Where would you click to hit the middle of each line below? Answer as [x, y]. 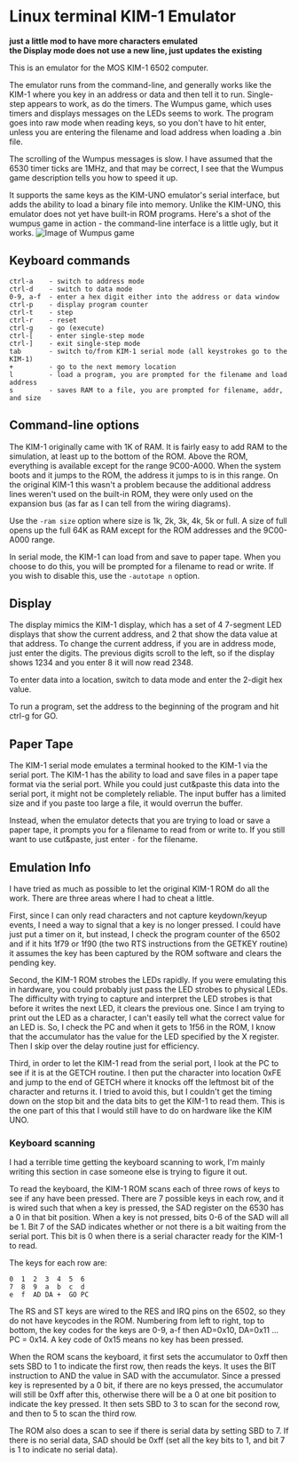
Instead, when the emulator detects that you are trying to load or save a [140, 821]
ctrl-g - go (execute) [57, 328]
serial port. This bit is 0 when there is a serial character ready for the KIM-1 [146, 1236]
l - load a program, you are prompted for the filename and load [149, 374]
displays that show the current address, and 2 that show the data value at [143, 634]
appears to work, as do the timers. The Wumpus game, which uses [149, 103]
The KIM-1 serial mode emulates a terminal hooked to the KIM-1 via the [138, 766]
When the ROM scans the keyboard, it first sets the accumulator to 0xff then [149, 1357]
